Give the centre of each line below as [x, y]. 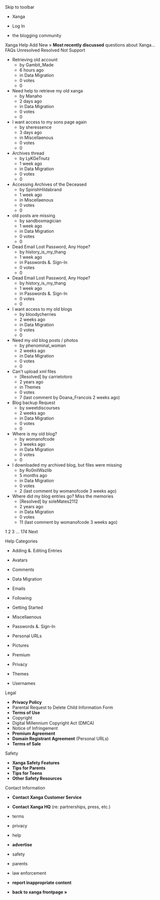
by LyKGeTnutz [35, 158]
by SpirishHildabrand [40, 190]
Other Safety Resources [37, 778]
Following [22, 598]
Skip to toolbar [20, 7]
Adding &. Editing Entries [37, 551]
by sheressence [36, 127]
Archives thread [28, 153]
